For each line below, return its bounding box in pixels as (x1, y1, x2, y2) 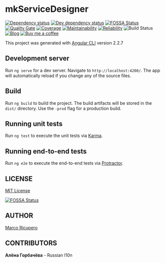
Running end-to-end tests (5, 147, 87, 155)
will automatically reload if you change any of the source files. (5, 73, 131, 79)
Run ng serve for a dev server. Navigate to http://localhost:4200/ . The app (5, 67, 161, 73)
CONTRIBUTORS (5, 239, 57, 248)
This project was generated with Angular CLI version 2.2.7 (5, 40, 124, 45)
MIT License (5, 188, 31, 193)
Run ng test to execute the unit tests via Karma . (5, 132, 103, 139)
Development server (5, 54, 70, 63)
